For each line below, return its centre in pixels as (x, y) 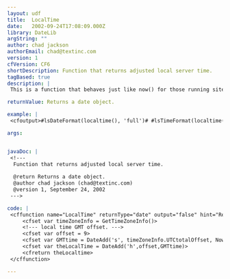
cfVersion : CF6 (29, 64)
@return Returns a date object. (60, 177)
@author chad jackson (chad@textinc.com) (73, 183)
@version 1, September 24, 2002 (60, 189)
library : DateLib (32, 32)
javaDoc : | (23, 151)
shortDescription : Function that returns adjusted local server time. (110, 70)
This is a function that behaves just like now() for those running (110, 90)
